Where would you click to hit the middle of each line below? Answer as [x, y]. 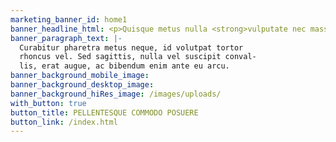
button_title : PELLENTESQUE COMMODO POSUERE [104, 112]
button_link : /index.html [64, 122]
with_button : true [48, 103]
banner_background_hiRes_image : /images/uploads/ [116, 94]
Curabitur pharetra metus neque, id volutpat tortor [131, 47]
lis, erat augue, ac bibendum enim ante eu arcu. [124, 66]
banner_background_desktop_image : [82, 85]
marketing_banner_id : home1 [69, 19]
